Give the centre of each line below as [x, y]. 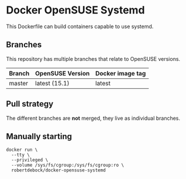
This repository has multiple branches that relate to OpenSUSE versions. [93, 58]
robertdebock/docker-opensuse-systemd [59, 170]
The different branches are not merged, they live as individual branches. [93, 118]
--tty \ [21, 155]
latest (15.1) [52, 83]
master [18, 83]
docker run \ [22, 150]
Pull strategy [30, 104]
